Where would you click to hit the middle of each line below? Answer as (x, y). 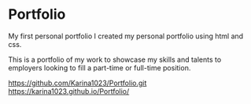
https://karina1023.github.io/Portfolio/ (69, 91)
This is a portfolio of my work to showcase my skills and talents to (115, 59)
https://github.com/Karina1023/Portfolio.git (78, 83)
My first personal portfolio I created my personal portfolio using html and (126, 36)
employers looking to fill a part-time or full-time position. (100, 67)
